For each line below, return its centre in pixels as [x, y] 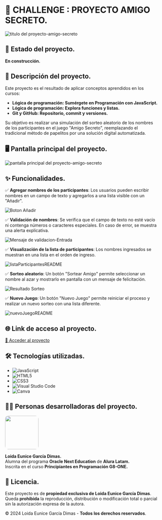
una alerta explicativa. [27, 230]
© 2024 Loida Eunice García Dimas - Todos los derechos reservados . [76, 513]
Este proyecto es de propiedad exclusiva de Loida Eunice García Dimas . [78, 494]
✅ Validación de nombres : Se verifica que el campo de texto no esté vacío [80, 220]
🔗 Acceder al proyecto [27, 340]
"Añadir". [14, 201]
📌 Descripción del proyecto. [48, 76]
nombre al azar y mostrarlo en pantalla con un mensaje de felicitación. [75, 279]
